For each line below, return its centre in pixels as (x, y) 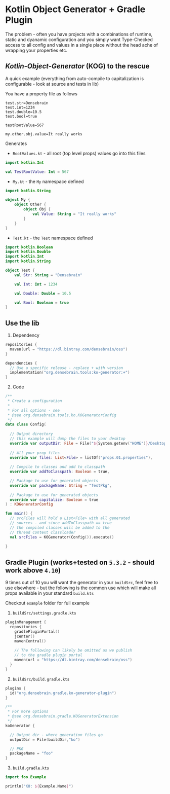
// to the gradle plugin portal (48, 655)
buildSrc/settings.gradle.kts (45, 613)
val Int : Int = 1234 (36, 284)
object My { (18, 200)
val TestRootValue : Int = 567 (37, 172)
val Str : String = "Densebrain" (48, 275)
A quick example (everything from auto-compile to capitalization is (75, 78)
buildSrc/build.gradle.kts (41, 679)
